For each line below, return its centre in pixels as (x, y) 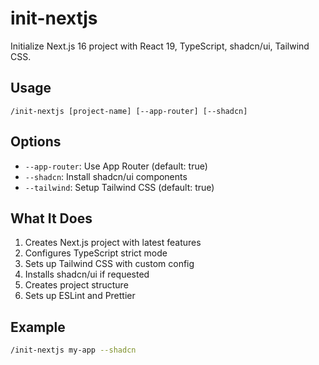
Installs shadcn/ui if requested (87, 274)
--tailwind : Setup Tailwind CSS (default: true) (119, 187)
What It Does (51, 218)
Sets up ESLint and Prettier (80, 296)
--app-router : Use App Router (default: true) (116, 166)
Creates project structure (76, 285)
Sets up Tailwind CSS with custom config (109, 264)
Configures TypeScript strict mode (96, 253)
